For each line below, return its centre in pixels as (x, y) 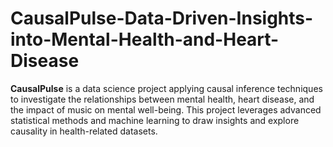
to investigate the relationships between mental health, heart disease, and (162, 99)
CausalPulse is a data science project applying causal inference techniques (166, 88)
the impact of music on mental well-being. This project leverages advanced (166, 109)
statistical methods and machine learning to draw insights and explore (155, 120)
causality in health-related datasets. (84, 131)
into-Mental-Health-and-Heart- (145, 39)
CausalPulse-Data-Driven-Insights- (162, 18)
